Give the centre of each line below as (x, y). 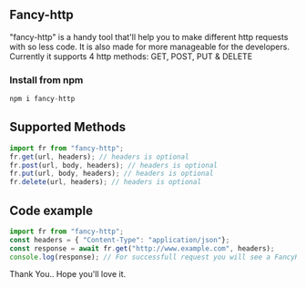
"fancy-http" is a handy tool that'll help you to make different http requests (149, 36)
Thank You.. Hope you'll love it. (68, 274)
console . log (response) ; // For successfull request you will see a (140, 257)
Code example (51, 210)
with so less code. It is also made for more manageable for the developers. (149, 46)
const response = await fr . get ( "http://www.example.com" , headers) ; (142, 248)
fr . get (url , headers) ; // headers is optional (99, 157)
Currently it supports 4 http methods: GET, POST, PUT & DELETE (131, 56)
